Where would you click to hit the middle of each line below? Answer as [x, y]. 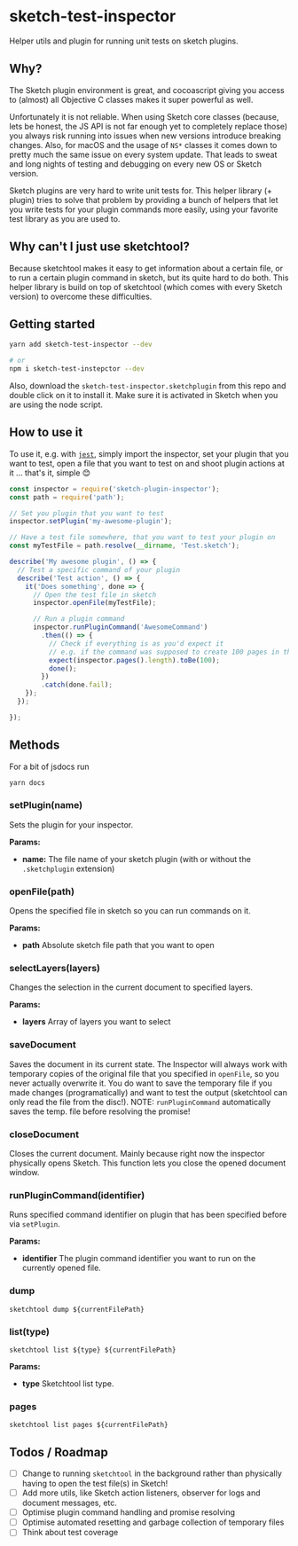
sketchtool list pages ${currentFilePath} [89, 1425]
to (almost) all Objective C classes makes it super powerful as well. [131, 99]
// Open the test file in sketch [94, 595]
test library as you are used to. [65, 218]
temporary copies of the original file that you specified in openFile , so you [144, 1073]
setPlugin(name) [46, 805]
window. [24, 1172]
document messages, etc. [70, 1503]
